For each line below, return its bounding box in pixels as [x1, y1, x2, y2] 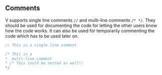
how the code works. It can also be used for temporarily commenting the [5, 27, 155, 34]
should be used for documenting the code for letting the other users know [5, 22, 158, 28]
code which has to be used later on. [5, 33, 79, 39]
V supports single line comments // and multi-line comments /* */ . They [5, 17, 156, 23]
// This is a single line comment [5, 42, 77, 48]
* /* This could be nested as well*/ [5, 61, 84, 66]
